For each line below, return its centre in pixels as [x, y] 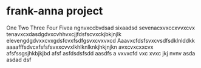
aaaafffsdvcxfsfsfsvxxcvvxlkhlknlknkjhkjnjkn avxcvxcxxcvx [80, 47]
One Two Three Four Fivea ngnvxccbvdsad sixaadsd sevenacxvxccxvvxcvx [101, 28]
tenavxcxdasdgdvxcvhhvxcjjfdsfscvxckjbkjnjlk [64, 34]
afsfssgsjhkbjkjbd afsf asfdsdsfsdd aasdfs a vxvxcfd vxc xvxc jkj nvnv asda [101, 53]
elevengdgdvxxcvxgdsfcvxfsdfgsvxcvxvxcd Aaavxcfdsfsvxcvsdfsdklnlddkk [101, 40]
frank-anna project [55, 11]
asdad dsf [19, 60]
